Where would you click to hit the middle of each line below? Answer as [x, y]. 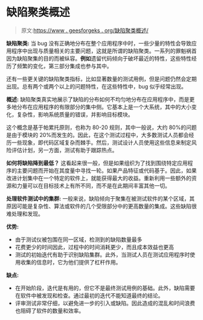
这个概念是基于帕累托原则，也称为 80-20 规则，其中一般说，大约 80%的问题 [101, 127]
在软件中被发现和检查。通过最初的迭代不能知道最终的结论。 [89, 295]
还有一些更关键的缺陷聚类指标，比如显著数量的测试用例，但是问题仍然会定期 [101, 79]
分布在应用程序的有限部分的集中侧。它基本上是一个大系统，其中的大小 [104, 107]
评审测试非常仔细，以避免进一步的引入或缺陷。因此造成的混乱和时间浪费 [105, 303]
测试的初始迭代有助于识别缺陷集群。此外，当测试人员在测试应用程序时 [102, 255]
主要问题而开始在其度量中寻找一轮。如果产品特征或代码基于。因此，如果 [107, 170]
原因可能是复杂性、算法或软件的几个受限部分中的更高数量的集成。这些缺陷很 [101, 206]
